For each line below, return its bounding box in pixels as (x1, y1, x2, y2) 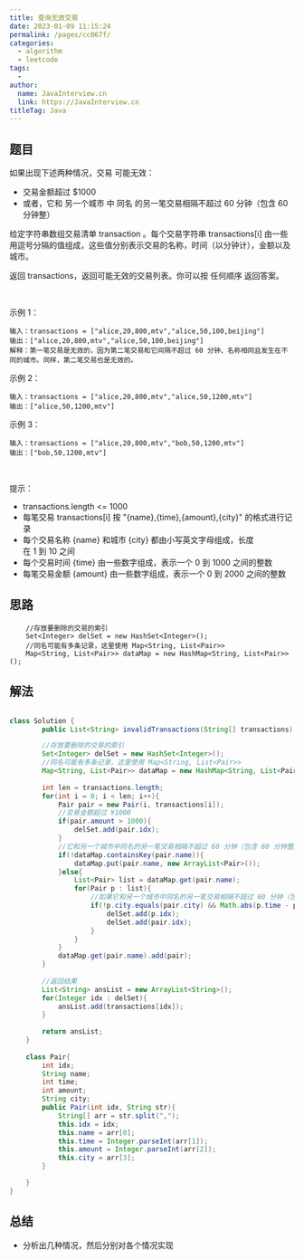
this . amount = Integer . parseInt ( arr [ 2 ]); (57, 1145, 217, 1154)
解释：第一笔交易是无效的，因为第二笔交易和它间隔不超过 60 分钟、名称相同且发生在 (9, 346, 282, 356)
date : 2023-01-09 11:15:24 (9, 22, 111, 31)
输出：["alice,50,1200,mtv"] (9, 402, 116, 412)
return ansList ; (42, 1027, 103, 1036)
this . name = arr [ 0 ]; (57, 1128, 136, 1137)
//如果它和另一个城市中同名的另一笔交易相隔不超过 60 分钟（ (90, 892, 290, 901)
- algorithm (17, 47, 63, 56)
